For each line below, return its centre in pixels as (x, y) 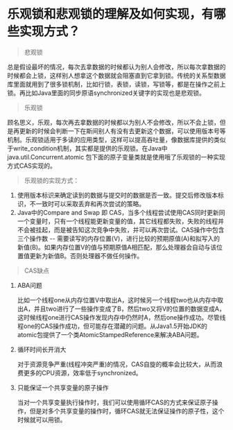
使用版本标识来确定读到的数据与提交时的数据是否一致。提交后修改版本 (118, 195)
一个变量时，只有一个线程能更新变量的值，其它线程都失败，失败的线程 (118, 221)
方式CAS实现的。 (32, 165)
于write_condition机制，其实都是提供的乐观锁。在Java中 (87, 148)
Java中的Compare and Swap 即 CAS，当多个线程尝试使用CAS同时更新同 (121, 212)
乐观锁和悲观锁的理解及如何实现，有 (111, 14)
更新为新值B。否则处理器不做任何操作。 (86, 256)
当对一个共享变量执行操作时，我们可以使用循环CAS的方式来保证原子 (115, 402)
